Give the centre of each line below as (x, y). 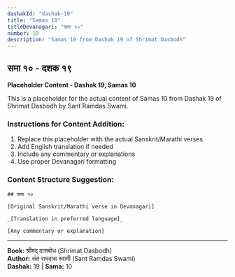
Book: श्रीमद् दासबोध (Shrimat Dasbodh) (60, 250)
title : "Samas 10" (34, 20)
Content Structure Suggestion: (60, 180)
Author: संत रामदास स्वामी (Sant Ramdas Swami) (71, 258)
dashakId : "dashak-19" (40, 14)
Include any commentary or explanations (76, 154)
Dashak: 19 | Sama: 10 (40, 266)
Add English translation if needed (65, 147)
